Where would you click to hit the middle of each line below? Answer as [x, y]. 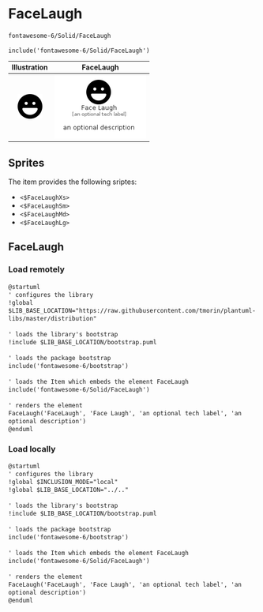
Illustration [30, 67]
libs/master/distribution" [53, 318]
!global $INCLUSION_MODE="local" [63, 482]
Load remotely [37, 269]
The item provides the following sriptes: [73, 182]
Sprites [26, 163]
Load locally [32, 449]
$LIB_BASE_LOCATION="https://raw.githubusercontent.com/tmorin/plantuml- [132, 310]
